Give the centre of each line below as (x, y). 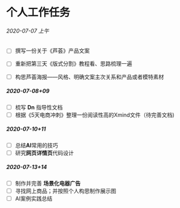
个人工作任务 (38, 12)
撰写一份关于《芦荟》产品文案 (52, 51)
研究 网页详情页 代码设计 (44, 153)
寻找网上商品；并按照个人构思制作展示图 (65, 191)
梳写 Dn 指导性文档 (39, 107)
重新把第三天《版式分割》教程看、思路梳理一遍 (73, 64)
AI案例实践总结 (34, 198)
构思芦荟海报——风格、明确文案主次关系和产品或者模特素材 (89, 77)
